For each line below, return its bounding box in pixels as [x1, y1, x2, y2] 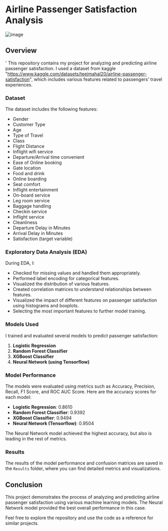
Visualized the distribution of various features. [12, 281, 110, 287]
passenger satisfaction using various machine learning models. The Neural [5, 499, 163, 505]
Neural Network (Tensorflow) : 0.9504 [12, 420, 94, 426]
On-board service [12, 192, 51, 198]
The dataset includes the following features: [5, 106, 98, 112]
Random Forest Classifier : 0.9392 [12, 409, 85, 415]
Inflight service [12, 214, 44, 220]
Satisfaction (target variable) [12, 236, 73, 242]
